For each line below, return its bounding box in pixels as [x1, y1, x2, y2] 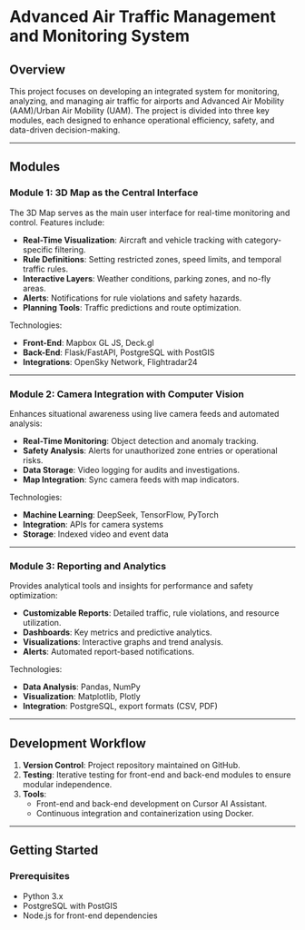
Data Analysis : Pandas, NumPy [22, 681, 141, 692]
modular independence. [22, 779, 113, 790]
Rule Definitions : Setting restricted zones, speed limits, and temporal [22, 253, 281, 264]
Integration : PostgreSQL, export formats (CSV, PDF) [22, 701, 218, 712]
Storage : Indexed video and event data [22, 529, 170, 539]
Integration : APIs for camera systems [22, 519, 163, 529]
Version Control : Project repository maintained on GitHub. [22, 760, 241, 771]
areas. [22, 282, 47, 293]
